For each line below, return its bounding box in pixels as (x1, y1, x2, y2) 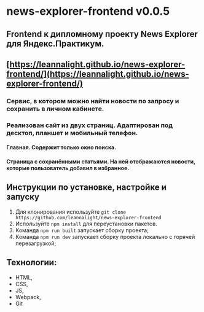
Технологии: (6, 257, 57, 268)
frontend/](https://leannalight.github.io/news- (6, 69, 189, 79)
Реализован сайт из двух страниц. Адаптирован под (6, 121, 173, 130)
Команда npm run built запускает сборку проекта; (15, 226, 149, 234)
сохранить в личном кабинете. (6, 104, 104, 113)
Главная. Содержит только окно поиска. (6, 144, 117, 151)
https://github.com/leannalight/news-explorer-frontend (15, 214, 162, 220)
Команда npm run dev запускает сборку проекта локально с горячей (15, 233, 195, 240)
